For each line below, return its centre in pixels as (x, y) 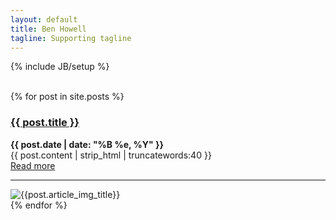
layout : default (44, 19)
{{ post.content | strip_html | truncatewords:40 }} (111, 155)
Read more (33, 165)
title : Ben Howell (48, 29)
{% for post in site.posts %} (67, 97)
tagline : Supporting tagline (71, 38)
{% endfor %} (39, 205)
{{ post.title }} (45, 123)
